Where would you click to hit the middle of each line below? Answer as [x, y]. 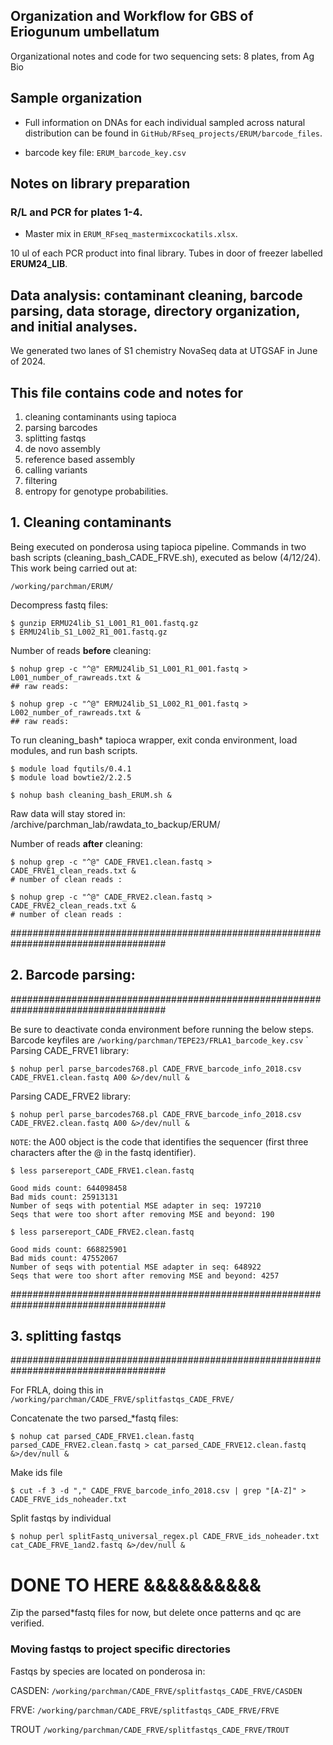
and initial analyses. [74, 326]
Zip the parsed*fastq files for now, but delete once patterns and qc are [156, 1613]
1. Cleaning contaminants [91, 522]
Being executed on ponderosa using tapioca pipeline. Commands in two [158, 546]
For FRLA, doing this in [57, 1390]
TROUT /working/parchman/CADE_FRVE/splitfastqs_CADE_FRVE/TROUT [150, 1729]
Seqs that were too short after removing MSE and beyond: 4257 [145, 1275]
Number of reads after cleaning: [76, 843]
